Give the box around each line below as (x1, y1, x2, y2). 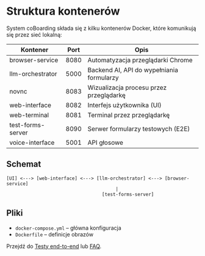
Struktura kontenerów (6, 4, 120, 18)
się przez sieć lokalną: (6, 31, 62, 38)
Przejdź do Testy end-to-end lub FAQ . (6, 243, 102, 250)
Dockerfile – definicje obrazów (15, 230, 93, 238)
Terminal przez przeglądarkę (87, 111, 170, 119)
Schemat (6, 159, 41, 169)
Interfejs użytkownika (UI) (87, 101, 162, 109)
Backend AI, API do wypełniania (87, 65, 179, 74)
